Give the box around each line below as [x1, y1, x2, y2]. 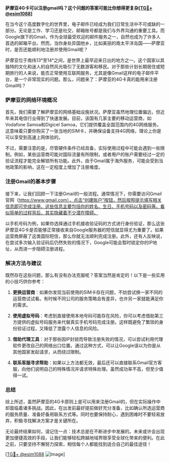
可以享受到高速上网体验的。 [5, 134, 63, 140]
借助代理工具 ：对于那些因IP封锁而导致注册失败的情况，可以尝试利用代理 [12, 336, 163, 342]
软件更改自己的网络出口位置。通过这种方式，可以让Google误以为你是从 [12, 342, 161, 348]
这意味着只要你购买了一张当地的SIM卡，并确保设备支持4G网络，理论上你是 [5, 128, 161, 134]
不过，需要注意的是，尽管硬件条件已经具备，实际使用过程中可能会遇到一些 [5, 145, 160, 151]
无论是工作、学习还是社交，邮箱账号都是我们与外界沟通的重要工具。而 [18, 27, 165, 33]
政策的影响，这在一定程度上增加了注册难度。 [9, 164, 103, 170]
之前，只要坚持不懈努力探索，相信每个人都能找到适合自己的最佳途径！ [5, 441, 152, 447]
